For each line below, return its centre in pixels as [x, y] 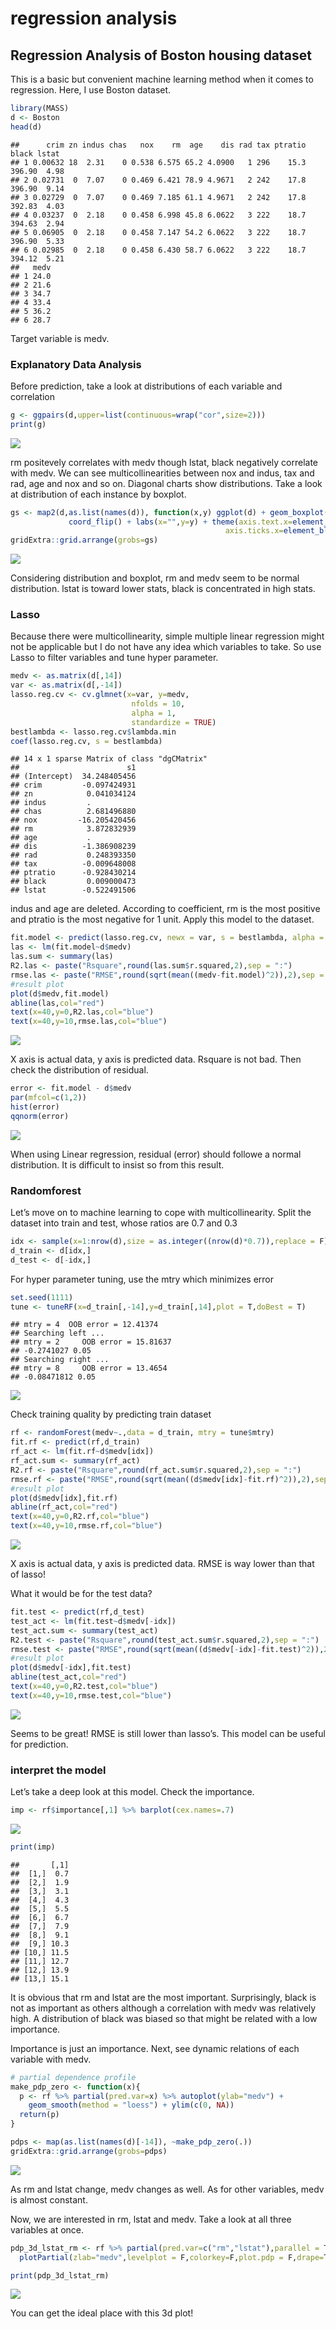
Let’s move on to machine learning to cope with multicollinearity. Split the [161, 1213]
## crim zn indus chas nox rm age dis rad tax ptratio [158, 145]
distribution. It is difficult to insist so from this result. [117, 1164]
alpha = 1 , [154, 713]
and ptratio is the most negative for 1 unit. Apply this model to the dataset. [162, 919]
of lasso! [28, 1574]
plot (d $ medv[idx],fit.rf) [64, 1498]
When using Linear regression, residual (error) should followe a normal [156, 1154]
